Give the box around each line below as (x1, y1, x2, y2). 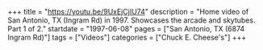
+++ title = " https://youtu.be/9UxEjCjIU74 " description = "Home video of (7, 7, 249, 16)
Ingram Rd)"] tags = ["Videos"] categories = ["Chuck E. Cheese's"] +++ (7, 32, 247, 42)
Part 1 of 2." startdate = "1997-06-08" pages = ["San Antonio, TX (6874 (7, 24, 245, 33)
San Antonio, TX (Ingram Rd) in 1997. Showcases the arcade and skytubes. (7, 15, 256, 25)
